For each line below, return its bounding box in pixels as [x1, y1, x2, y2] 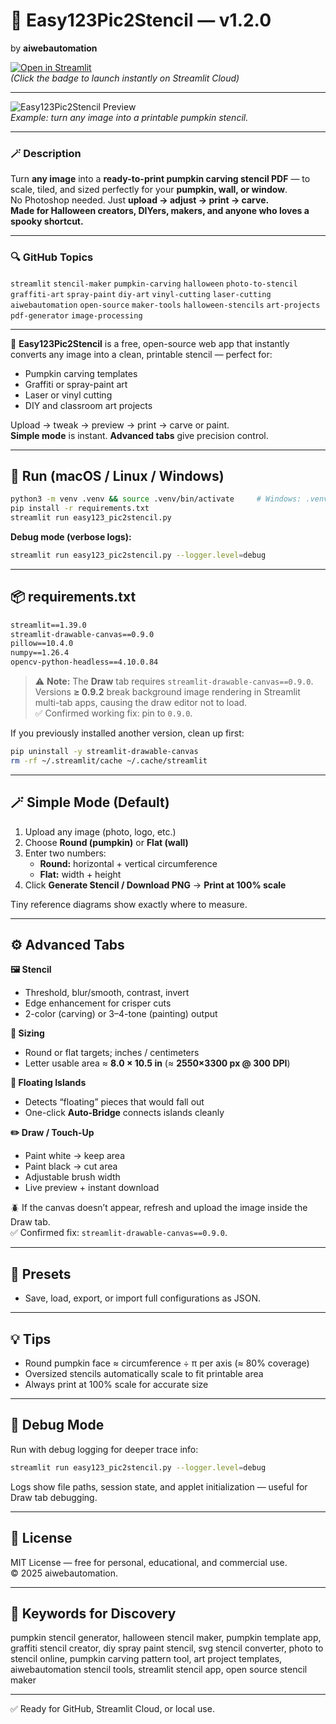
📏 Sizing [10, 1027, 45, 1039]
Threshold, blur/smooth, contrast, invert [24, 987, 190, 999]
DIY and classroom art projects [24, 399, 153, 411]
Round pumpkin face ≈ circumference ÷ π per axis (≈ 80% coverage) [24, 1357, 310, 1369]
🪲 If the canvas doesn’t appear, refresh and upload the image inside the [10, 1202, 308, 1214]
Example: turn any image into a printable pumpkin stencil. [10, 111, 249, 123]
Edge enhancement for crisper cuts [24, 997, 172, 1009]
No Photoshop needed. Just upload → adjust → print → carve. [10, 194, 270, 206]
